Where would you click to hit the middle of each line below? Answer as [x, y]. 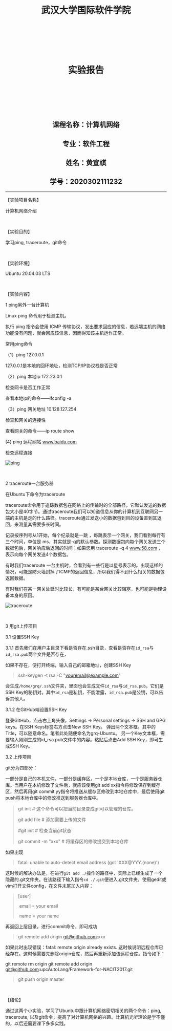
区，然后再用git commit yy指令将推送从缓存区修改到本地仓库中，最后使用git [85, 791]
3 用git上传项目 [21, 626]
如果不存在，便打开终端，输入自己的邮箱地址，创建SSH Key [68, 665]
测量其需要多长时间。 [41, 524]
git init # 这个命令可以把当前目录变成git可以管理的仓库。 [77, 808]
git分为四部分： [21, 767]
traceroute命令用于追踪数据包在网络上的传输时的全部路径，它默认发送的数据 [86, 505]
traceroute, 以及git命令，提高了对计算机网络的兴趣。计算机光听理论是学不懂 [85, 1017]
